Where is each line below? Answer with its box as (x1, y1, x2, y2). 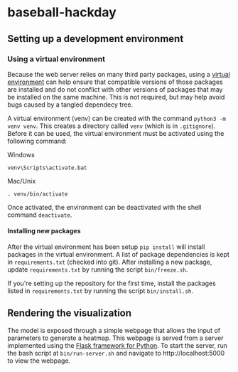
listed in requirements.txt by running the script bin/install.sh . (7, 287, 194, 295)
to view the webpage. (7, 356, 71, 365)
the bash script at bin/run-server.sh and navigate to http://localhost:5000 (7, 349, 225, 357)
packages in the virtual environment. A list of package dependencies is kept (7, 250, 229, 259)
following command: (7, 137, 67, 145)
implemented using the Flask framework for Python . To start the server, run (7, 341, 228, 349)
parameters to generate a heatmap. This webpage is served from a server (7, 334, 224, 342)
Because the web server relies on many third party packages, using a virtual (7, 70, 231, 78)
